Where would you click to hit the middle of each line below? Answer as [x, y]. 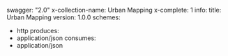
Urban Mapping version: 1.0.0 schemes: [63, 17]
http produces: [38, 31]
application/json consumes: [56, 38]
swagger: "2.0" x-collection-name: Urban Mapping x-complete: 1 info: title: [114, 10]
